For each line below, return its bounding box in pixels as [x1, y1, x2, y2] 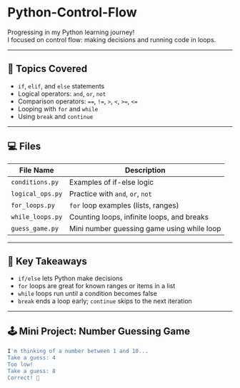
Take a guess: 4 [7, 354, 56, 362]
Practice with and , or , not [69, 188, 152, 198]
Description [124, 165, 166, 175]
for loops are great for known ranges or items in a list [17, 282, 176, 290]
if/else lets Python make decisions [17, 274, 124, 282]
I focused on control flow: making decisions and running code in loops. [7, 35, 216, 44]
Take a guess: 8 [7, 367, 56, 374]
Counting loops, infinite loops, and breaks [69, 212, 209, 222]
